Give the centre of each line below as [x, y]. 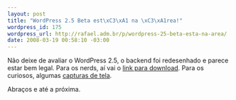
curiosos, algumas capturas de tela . [60, 76]
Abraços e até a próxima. [44, 89]
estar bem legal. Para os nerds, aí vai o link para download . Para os [106, 68]
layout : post [27, 14]
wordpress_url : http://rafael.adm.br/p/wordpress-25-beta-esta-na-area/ [117, 34]
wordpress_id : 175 [34, 27]
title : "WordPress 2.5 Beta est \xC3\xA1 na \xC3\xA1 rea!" [95, 21]
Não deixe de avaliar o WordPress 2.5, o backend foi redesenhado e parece [118, 60]
